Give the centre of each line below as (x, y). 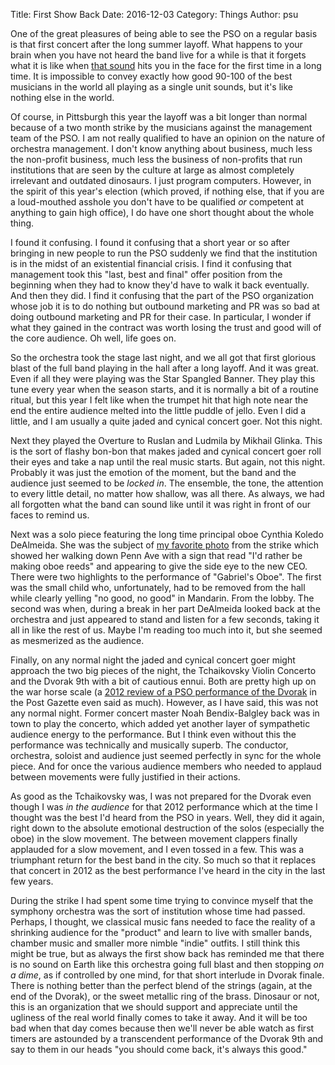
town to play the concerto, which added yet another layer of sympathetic (160, 723)
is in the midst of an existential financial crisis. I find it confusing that (151, 263)
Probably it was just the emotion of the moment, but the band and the (153, 472)
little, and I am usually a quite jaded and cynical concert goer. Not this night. (166, 421)
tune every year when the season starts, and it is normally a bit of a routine (164, 389)
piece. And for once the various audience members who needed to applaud (166, 766)
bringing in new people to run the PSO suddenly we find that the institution (164, 253)
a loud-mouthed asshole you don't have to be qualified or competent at (157, 202)
